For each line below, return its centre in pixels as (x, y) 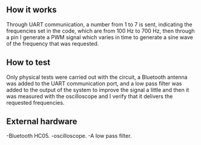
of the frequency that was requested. (53, 43)
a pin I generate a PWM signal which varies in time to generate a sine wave (100, 37)
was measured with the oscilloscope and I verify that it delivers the (90, 96)
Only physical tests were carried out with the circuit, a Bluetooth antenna (97, 77)
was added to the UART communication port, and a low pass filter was (94, 83)
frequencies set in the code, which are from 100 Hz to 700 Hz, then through (100, 31)
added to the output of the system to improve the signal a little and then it (98, 90)
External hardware (42, 122)
